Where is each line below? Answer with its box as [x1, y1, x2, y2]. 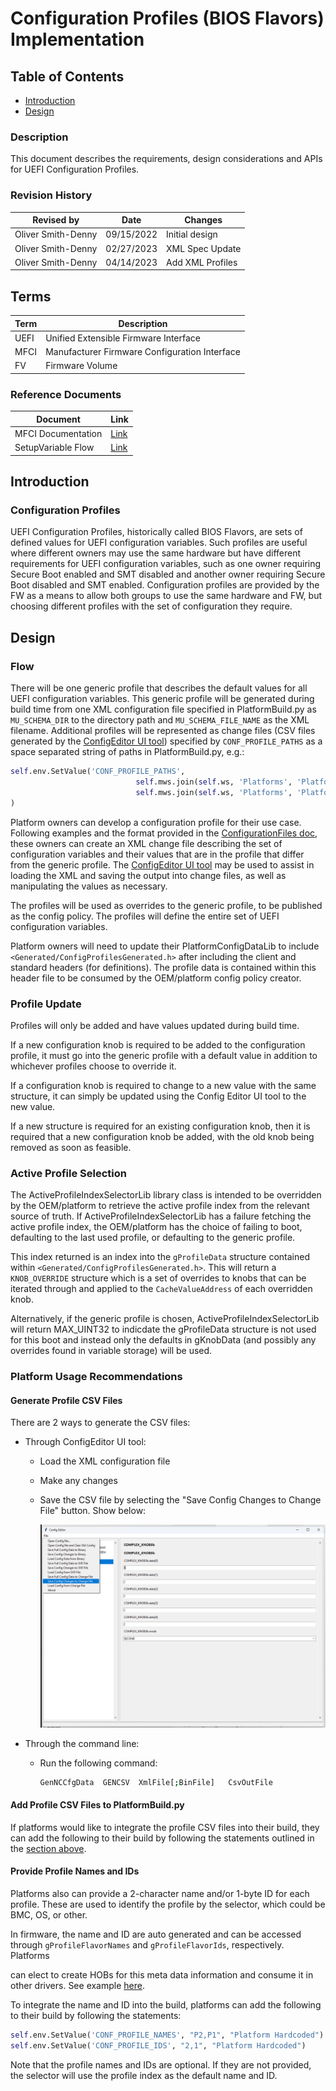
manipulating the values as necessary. [10, 880, 168, 892]
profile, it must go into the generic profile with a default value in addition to [10, 1049, 318, 1061]
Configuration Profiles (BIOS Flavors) [10, 7, 325, 30]
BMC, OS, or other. [10, 1909, 88, 1921]
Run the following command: [39, 1757, 158, 1769]
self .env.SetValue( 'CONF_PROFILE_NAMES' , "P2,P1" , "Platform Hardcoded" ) [10, 2030, 325, 2041]
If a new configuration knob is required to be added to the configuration [10, 1038, 306, 1051]
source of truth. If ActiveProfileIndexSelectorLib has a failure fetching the [10, 1210, 312, 1222]
